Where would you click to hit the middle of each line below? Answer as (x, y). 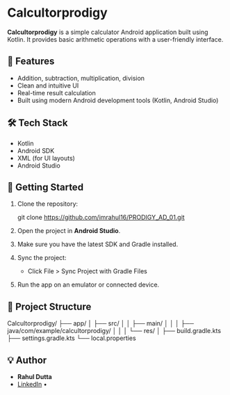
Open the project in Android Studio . (69, 231)
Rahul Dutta (34, 377)
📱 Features (31, 62)
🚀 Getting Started (46, 187)
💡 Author (27, 360)
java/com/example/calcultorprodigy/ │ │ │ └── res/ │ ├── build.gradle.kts (114, 331)
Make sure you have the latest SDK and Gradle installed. (98, 244)
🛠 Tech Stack (38, 123)
